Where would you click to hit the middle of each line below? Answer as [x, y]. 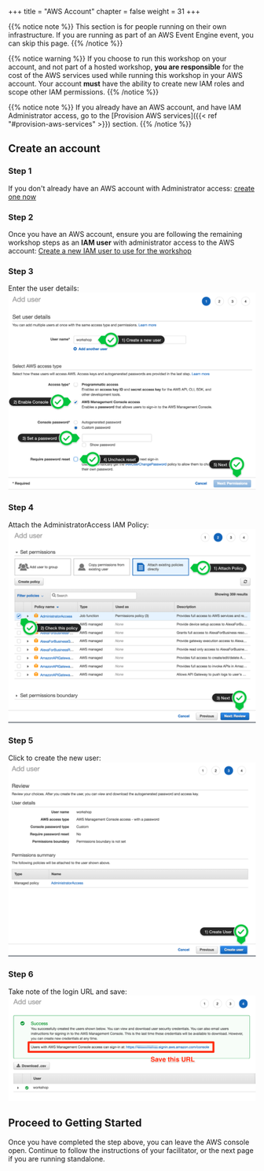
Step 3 [21, 271]
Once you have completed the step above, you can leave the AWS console [129, 1142]
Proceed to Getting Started [75, 1123]
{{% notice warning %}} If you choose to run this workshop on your [117, 59]
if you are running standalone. [57, 1158]
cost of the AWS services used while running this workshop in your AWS [126, 75]
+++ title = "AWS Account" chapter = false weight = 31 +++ [104, 11]
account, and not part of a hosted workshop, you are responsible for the [126, 67]
